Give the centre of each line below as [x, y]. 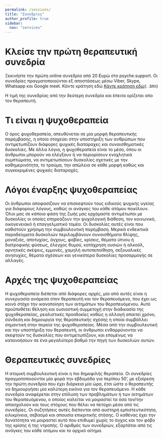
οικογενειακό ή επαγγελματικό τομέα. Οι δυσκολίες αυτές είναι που [74, 224]
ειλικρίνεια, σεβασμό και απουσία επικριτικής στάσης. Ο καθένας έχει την [80, 415]
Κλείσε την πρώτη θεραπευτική [71, 52]
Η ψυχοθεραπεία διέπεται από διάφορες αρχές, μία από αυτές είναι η [76, 294]
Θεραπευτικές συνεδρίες [58, 360]
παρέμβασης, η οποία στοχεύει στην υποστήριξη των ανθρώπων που [75, 139]
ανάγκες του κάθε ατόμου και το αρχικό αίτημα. [54, 430]
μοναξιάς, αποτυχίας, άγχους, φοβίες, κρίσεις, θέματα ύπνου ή [70, 239]
